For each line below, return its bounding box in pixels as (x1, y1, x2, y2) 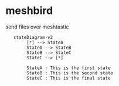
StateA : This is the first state (26, 65, 111, 71)
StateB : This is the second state (26, 70, 114, 76)
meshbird (5, 4, 53, 17)
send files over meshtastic (5, 23, 69, 30)
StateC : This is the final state (26, 75, 111, 81)
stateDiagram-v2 (13, 34, 53, 40)
